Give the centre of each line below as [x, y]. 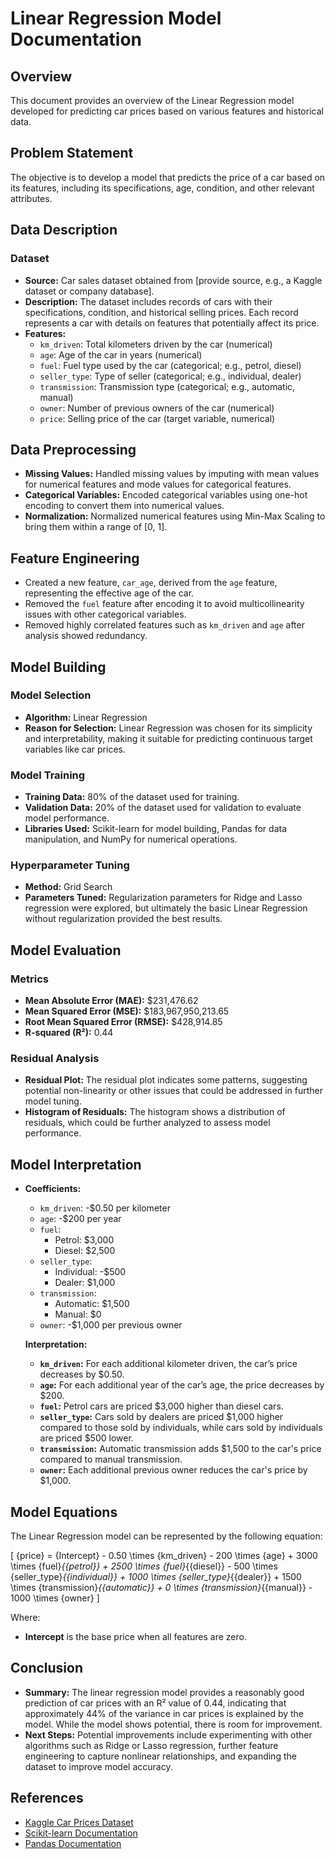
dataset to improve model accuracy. [98, 1766]
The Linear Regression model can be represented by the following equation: [166, 1536]
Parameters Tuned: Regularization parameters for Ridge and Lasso [163, 898]
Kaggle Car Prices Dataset [79, 1822]
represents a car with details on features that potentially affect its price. [172, 323]
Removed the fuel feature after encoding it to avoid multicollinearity [164, 604]
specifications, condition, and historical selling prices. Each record [161, 312]
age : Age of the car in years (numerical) [121, 354]
